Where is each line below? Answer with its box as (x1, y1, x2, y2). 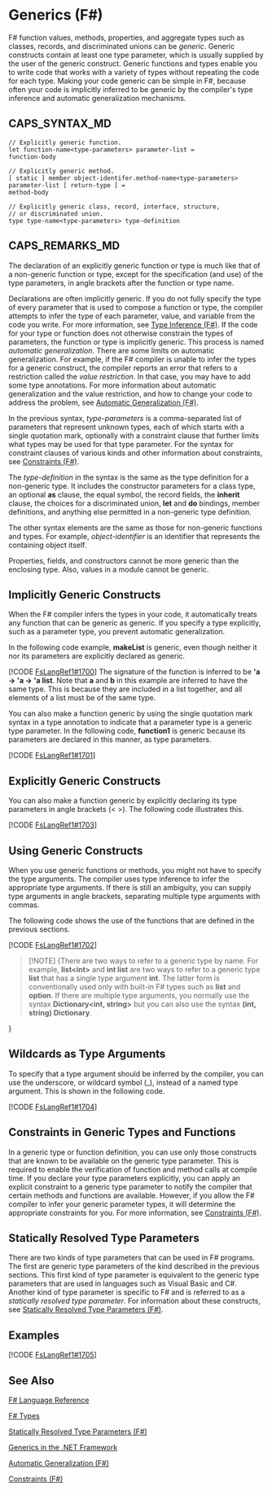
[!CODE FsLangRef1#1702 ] (8, 941, 98, 949)
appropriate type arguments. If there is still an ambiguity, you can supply (8, 883, 252, 892)
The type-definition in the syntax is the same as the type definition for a (8, 472, 249, 482)
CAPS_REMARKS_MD (8, 239, 121, 253)
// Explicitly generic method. (8, 167, 115, 175)
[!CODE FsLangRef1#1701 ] (8, 751, 96, 761)
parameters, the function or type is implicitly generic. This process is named (8, 336, 265, 347)
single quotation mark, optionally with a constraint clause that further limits (8, 430, 259, 441)
